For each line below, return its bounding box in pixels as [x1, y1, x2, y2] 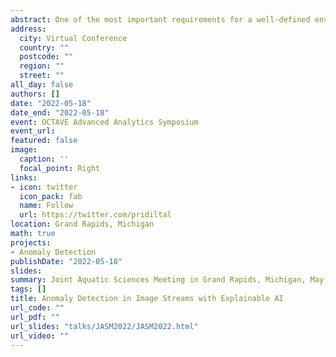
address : [10, 24, 47, 34]
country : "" [19, 42, 70, 53]
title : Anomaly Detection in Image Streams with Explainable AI [10, 294, 284, 304]
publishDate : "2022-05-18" [10, 256, 123, 266]
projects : [10, 237, 52, 248]
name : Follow [19, 201, 74, 211]
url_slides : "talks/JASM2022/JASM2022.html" [10, 321, 199, 331]
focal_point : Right [19, 163, 101, 173]
